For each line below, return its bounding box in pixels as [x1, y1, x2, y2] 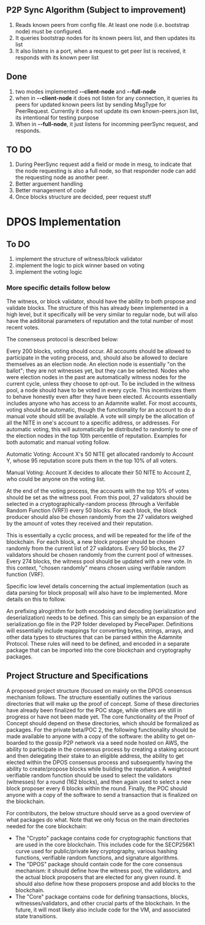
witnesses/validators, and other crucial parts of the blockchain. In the [15, 899, 190, 907]
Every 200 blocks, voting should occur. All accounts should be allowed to [6, 347, 192, 355]
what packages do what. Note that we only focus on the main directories [6, 816, 190, 823]
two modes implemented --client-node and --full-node [15, 88, 156, 95]
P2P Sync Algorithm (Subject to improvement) [6, 5, 187, 15]
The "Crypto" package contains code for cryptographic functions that [15, 834, 192, 842]
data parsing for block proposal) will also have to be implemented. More [6, 589, 188, 596]
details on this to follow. [6, 595, 66, 603]
